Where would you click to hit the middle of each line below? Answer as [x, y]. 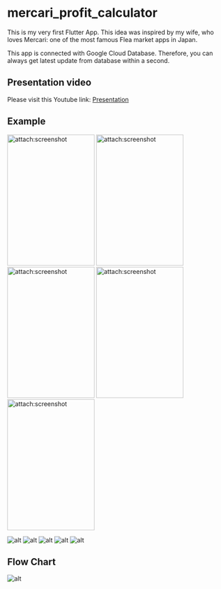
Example [26, 121]
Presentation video [49, 83]
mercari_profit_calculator [83, 13]
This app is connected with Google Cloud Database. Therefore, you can [110, 53]
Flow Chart [31, 561]
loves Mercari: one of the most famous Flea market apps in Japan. [102, 39]
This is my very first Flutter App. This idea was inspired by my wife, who [110, 32]
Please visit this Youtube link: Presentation [68, 99]
